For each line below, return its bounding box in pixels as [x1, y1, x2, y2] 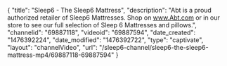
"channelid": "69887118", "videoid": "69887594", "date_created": [7, 28, 195, 37]
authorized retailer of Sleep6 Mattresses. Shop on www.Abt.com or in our [7, 13, 220, 22]
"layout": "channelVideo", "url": [7, 44, 98, 51]
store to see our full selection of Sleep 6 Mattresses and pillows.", [7, 21, 197, 29]
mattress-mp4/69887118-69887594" [7, 51, 115, 59]
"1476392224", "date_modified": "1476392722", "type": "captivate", [7, 36, 204, 44]
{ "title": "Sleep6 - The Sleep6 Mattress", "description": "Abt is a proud [7, 6, 212, 14]
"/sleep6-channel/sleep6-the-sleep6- [98, 44, 209, 51]
